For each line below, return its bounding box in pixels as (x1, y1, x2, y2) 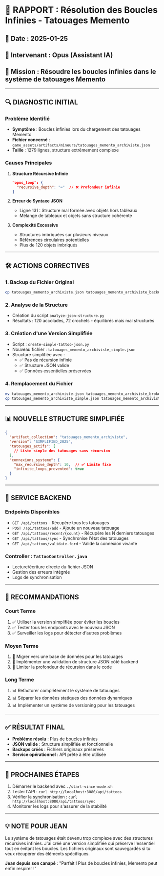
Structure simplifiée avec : (12, 351, 65, 357)
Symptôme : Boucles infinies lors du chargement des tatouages (12, 126, 141, 132)
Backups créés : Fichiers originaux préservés (12, 747, 104, 753)
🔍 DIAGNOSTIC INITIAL (5, 98, 78, 107)
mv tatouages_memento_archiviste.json (5, 391, 84, 396)
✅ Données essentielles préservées (19, 367, 91, 374)
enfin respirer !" (5, 865, 37, 871)
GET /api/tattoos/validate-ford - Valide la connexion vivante (12, 540, 138, 546)
